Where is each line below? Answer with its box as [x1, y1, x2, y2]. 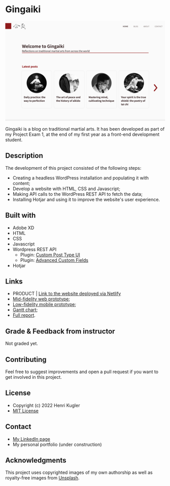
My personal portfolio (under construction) [12, 441, 103, 447]
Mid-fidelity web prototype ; [12, 296, 71, 302]
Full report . [12, 312, 36, 318]
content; [12, 180, 30, 186]
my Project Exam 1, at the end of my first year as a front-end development [5, 131, 160, 137]
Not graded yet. [5, 341, 38, 347]
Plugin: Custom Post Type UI [20, 252, 80, 258]
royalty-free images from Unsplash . [5, 475, 80, 481]
